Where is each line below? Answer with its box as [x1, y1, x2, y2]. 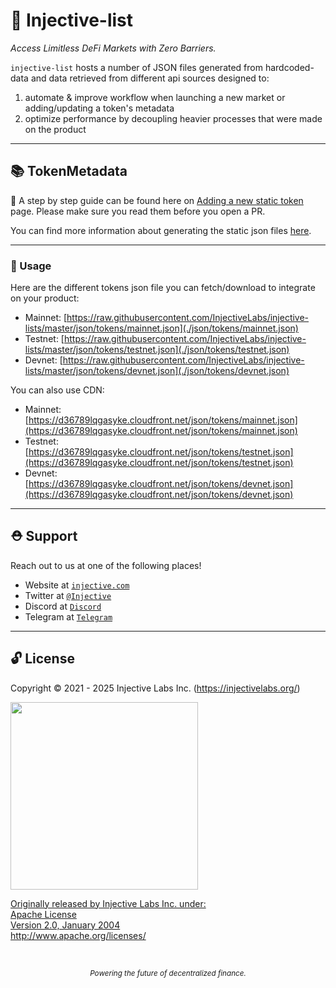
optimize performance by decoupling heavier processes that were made [24, 112, 323, 124]
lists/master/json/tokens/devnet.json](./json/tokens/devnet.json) [24, 365, 290, 377]
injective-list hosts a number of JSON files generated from [10, 61, 263, 73]
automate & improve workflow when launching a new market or [24, 91, 286, 103]
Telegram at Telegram [24, 610, 113, 623]
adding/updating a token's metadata [24, 102, 175, 114]
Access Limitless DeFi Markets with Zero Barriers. [10, 42, 217, 54]
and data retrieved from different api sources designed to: [30, 72, 270, 84]
